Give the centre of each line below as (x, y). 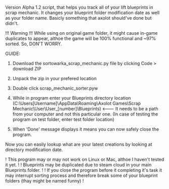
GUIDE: (13, 53)
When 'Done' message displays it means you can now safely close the (86, 129)
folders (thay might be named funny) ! (45, 181)
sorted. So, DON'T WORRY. (34, 44)
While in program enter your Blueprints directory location (72, 98)
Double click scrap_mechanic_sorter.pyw (55, 88)
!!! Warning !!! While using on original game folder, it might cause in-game (81, 33)
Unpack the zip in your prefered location (54, 78)
